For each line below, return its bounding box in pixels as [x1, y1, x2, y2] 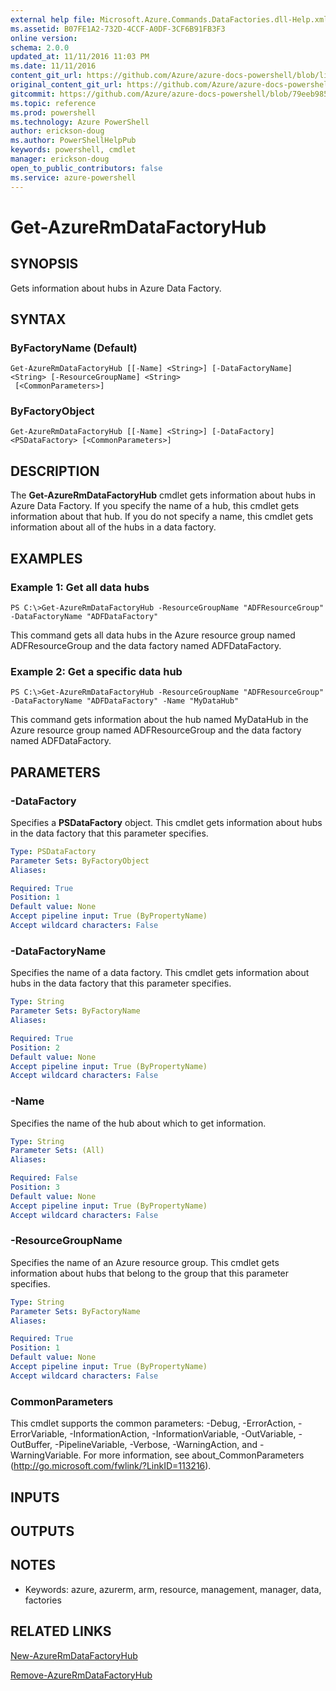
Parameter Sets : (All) [10, 1146, 105, 1156]
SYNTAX [10, 311, 67, 328]
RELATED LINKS [10, 1623, 112, 1640]
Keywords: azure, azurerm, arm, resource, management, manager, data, [24, 1583, 322, 1595]
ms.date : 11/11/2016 [10, 61, 97, 71]
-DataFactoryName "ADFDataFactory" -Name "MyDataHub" [10, 696, 240, 706]
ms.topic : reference [10, 98, 97, 108]
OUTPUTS [10, 1522, 75, 1540]
